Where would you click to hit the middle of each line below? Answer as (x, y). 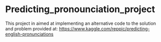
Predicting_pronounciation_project (80, 9)
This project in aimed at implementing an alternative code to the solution (80, 23)
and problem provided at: (32, 28)
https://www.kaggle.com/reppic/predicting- (105, 28)
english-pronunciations (30, 34)
